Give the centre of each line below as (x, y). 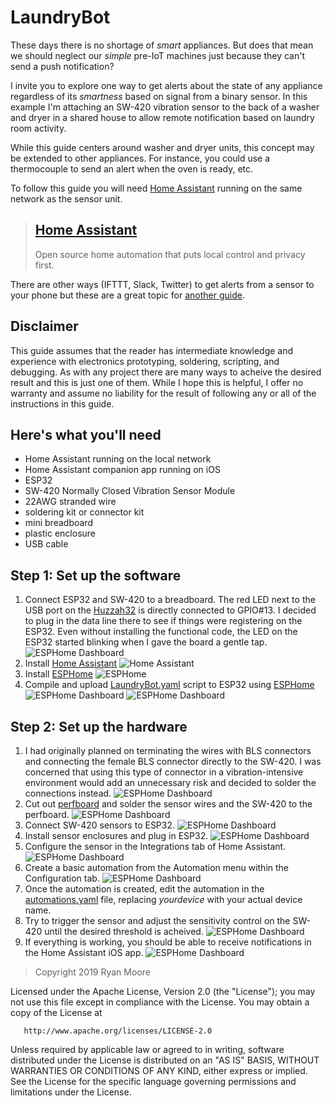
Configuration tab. (62, 878)
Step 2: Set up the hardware (99, 726)
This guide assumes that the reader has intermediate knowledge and (152, 350)
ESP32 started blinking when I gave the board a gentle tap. (146, 642)
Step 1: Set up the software (96, 575)
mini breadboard (58, 523)
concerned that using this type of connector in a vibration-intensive (164, 772)
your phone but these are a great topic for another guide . (127, 295)
